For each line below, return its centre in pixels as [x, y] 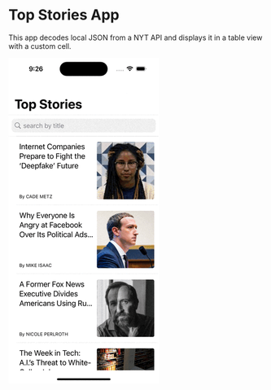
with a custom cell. [40, 46]
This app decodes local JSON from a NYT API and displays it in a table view [135, 37]
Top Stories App [64, 15]
